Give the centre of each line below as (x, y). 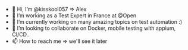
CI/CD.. (21, 35)
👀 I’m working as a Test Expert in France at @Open (74, 15)
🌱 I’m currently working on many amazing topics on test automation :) (97, 22)
